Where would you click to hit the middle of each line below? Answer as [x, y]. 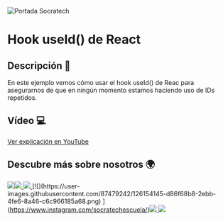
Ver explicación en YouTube [48, 141]
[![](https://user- [56, 186]
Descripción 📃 [39, 66]
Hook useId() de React [74, 40]
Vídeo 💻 [27, 121]
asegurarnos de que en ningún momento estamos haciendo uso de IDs [111, 90]
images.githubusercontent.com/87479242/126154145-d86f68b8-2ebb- [112, 193]
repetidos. [22, 98]
